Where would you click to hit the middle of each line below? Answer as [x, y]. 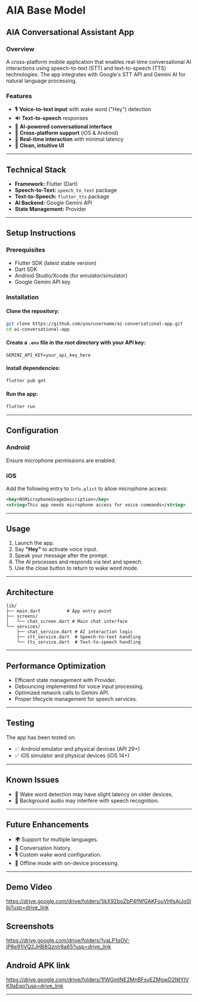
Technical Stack [36, 169]
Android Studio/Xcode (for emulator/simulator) [71, 275]
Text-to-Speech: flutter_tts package [62, 196]
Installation [23, 297]
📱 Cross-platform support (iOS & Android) [67, 133]
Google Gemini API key [42, 282]
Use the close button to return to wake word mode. [77, 568]
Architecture [30, 592]
